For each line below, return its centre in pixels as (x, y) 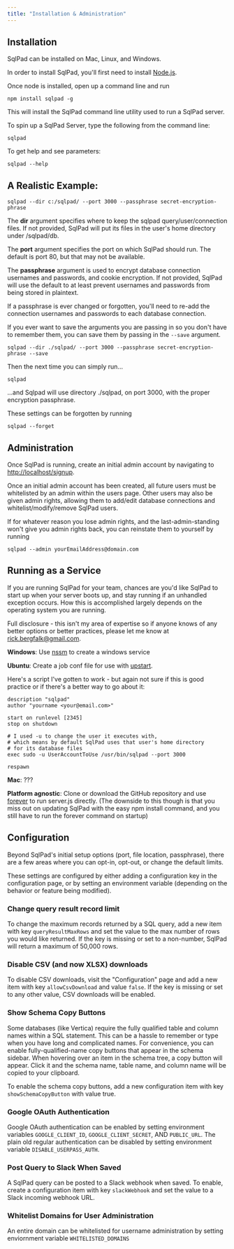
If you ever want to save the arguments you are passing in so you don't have (117, 327)
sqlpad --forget (31, 427)
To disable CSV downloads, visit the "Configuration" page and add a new (112, 980)
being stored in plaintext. (43, 293)
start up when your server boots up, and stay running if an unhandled (107, 595)
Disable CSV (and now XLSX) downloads (78, 964)
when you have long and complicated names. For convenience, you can (111, 1043)
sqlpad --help (28, 164)
